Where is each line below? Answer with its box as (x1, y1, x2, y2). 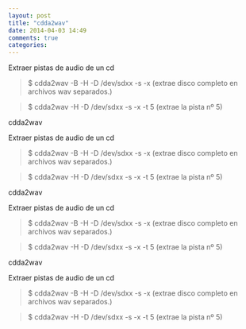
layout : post (8, 11, 52, 20)
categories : (8, 41, 48, 49)
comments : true (8, 33, 59, 42)
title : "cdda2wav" (8, 19, 69, 27)
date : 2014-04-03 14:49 (8, 26, 87, 34)
